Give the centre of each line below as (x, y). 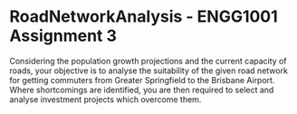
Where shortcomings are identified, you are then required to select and (142, 90)
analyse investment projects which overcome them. (105, 99)
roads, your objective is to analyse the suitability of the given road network (148, 71)
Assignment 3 (63, 36)
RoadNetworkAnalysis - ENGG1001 (144, 17)
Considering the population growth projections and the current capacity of (148, 61)
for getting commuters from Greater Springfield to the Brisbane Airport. (142, 80)
